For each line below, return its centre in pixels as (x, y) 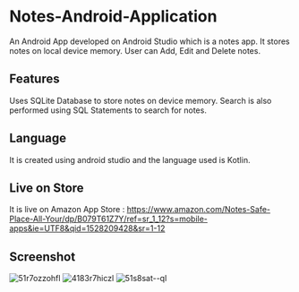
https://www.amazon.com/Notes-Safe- (199, 210)
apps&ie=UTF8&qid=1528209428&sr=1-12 (87, 228)
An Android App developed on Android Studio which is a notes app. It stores (149, 41)
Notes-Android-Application (113, 17)
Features (34, 79)
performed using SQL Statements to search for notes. (108, 110)
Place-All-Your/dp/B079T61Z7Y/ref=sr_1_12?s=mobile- (109, 219)
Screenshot (43, 257)
